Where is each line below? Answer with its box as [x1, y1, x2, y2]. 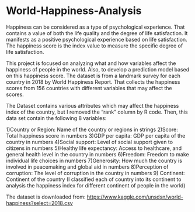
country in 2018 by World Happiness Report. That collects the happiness [6, 78, 180, 86]
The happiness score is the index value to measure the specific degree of [6, 42, 183, 49]
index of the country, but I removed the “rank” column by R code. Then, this [6, 108, 188, 115]
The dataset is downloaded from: [6, 193, 86, 200]
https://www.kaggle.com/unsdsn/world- [86, 193, 184, 200]
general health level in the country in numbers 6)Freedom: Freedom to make [6, 151, 189, 158]
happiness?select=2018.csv [6, 199, 73, 206]
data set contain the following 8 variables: [6, 114, 107, 121]
